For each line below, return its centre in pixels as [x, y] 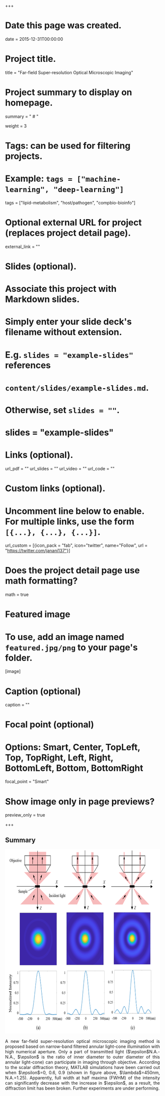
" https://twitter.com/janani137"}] [38, 551]
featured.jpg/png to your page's [71, 647]
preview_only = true [25, 815]
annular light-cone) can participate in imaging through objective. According [82, 1062]
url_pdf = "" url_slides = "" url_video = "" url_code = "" [60, 469]
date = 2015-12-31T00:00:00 [34, 39]
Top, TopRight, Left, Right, [59, 758]
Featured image [38, 614]
